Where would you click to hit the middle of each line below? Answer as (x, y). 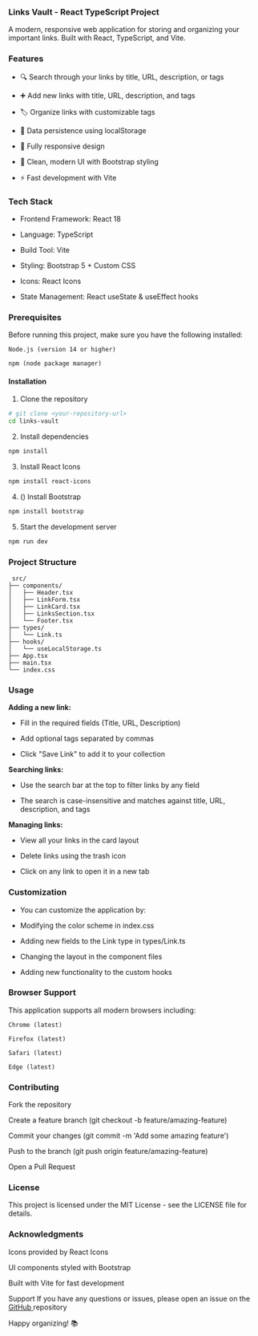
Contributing (34, 1087)
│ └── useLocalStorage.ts (55, 648)
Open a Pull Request (42, 1167)
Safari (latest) (35, 1053)
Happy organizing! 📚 (43, 1323)
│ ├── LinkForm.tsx (44, 599)
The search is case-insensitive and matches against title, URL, (123, 801)
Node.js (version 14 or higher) (62, 350)
